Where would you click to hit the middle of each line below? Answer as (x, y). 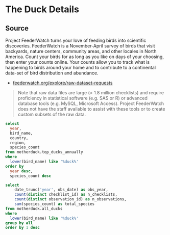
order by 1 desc (22, 228)
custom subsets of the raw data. (52, 114)
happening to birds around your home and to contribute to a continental (81, 68)
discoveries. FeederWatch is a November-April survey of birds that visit (80, 46)
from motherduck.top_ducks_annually (44, 152)
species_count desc (31, 176)
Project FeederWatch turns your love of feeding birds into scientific (76, 40)
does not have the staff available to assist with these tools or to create (91, 109)
